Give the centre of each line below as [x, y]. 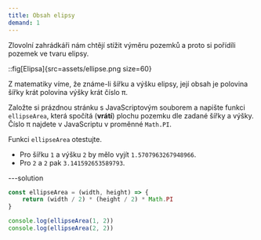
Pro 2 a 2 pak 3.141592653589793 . [72, 162]
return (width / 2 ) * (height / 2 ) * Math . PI [98, 200]
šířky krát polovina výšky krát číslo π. [68, 92]
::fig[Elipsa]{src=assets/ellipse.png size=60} [80, 68]
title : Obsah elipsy [42, 15]
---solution [26, 178]
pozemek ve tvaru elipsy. [49, 53]
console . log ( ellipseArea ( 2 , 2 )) [61, 228]
